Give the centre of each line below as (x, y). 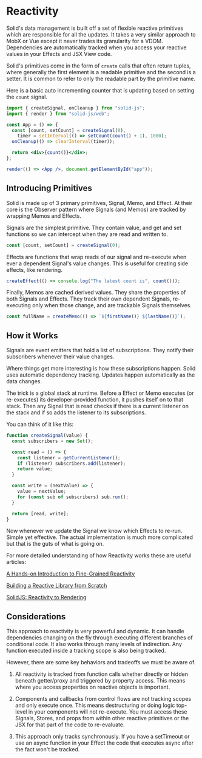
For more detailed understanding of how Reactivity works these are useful (99, 555)
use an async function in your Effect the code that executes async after (104, 743)
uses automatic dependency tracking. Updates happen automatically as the (101, 375)
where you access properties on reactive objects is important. (93, 687)
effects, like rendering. (34, 269)
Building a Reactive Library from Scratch (57, 586)
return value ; (35, 469)
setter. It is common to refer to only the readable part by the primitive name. (101, 78)
